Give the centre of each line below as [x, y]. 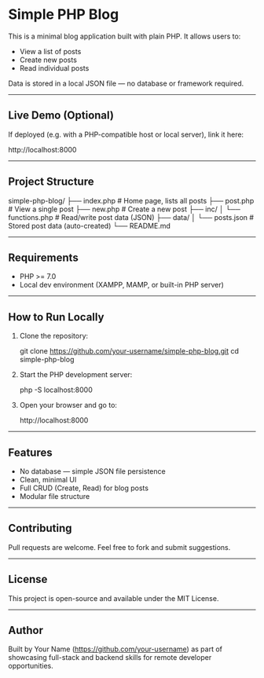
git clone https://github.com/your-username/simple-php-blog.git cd [129, 351]
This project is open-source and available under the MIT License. [114, 598]
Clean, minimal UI [48, 480]
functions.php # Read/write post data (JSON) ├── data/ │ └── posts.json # [131, 217]
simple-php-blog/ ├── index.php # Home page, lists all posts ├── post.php [131, 200]
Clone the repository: [54, 336]
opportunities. [31, 666]
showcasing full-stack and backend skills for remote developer [110, 658]
